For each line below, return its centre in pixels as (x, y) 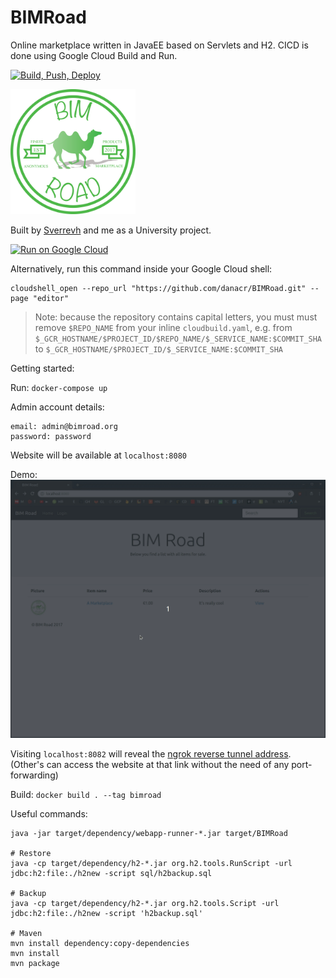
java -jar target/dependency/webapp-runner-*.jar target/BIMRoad (149, 834)
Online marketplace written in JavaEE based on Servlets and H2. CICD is (159, 45)
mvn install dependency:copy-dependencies (100, 944)
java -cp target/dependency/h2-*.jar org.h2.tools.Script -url (145, 904)
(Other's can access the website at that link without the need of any (150, 765)
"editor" (51, 298)
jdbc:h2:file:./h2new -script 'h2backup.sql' (106, 914)
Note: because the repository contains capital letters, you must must (176, 317)
